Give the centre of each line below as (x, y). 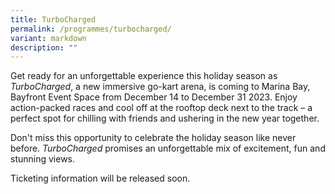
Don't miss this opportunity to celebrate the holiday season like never (153, 138)
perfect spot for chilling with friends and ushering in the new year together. (165, 118)
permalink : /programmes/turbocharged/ (91, 29)
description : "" (44, 47)
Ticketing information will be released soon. (100, 178)
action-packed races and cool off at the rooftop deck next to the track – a (161, 108)
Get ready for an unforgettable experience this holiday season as (144, 76)
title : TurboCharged (53, 19)
